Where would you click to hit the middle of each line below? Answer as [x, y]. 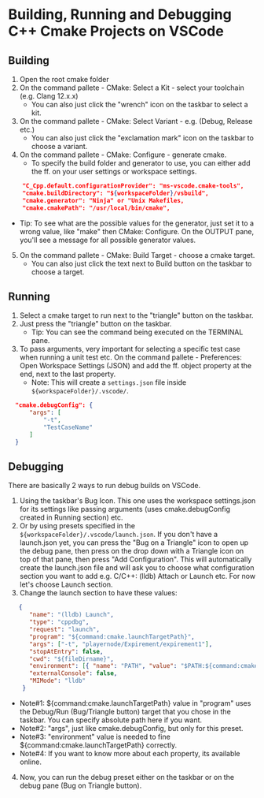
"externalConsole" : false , [73, 673]
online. [30, 762]
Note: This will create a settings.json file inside [109, 382]
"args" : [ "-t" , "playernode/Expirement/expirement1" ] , [121, 644]
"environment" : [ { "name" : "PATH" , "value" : [103, 666]
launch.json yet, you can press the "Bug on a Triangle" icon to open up [134, 543]
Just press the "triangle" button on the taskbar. [95, 324]
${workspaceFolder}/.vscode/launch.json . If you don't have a [119, 535]
